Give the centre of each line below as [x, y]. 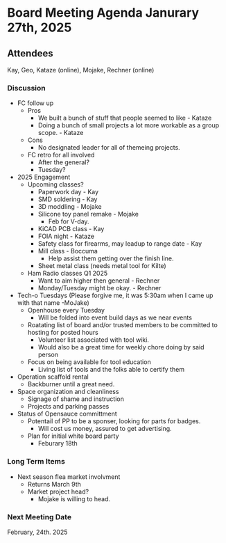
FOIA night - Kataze [66, 236]
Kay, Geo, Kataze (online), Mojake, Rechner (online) [81, 70]
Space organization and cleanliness [68, 392]
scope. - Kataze [61, 133]
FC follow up [35, 103]
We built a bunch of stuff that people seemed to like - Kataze [125, 118]
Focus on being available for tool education [89, 362]
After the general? [64, 162]
